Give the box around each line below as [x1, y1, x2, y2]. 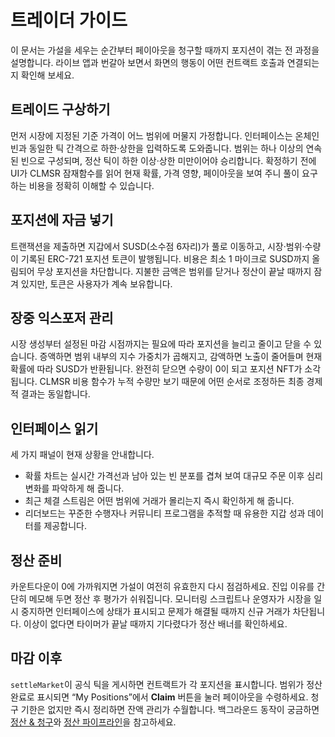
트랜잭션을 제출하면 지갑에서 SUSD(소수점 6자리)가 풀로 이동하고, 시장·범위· [10, 240, 305, 252]
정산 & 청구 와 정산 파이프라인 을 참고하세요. [10, 716, 177, 728]
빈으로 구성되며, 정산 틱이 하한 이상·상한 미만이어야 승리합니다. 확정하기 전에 [20, 154, 317, 166]
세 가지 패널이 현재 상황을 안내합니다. [10, 449, 155, 461]
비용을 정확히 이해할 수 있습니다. [28, 179, 155, 191]
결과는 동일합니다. [20, 388, 91, 400]
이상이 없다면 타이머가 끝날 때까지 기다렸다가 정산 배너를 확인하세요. [23, 618, 288, 630]
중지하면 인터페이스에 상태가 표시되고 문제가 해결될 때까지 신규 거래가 [20, 606, 291, 617]
